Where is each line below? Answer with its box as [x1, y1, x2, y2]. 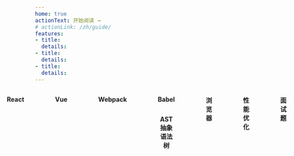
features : [35, 30, 64, 37]
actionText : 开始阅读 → [35, 17, 101, 24]
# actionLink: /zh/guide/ [35, 23, 111, 30]
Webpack [98, 95, 128, 103]
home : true [35, 10, 67, 18]
